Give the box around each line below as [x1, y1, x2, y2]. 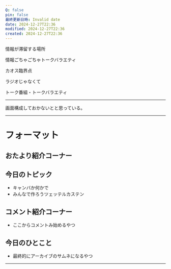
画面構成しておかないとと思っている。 [5, 105, 85, 111]
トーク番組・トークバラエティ [5, 89, 68, 95]
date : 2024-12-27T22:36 [5, 21, 56, 27]
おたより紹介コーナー [5, 151, 72, 160]
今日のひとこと [5, 238, 52, 247]
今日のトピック [5, 170, 52, 179]
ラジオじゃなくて [5, 79, 41, 84]
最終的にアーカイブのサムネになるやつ [12, 253, 93, 259]
